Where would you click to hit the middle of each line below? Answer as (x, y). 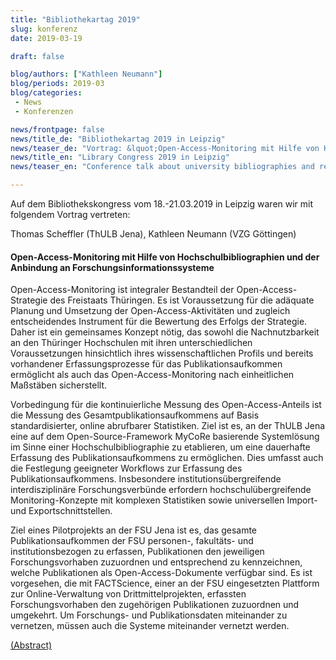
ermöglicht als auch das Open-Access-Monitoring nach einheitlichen (152, 375)
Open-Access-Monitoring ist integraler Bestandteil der (122, 290)
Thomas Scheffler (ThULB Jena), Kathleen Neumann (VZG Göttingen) (153, 234)
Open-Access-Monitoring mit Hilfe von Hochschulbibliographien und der (165, 257)
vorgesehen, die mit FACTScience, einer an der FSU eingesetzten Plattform (165, 583)
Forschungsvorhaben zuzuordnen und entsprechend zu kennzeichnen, (156, 562)
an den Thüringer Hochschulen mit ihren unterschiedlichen (131, 343)
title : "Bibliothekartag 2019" (75, 19)
